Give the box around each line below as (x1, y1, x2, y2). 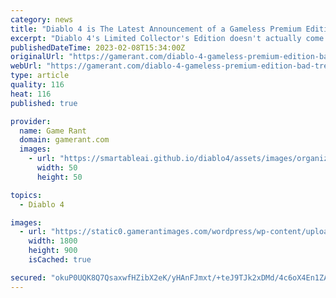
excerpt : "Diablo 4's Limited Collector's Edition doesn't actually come (10, 33, 325, 43)
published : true (10, 98, 78, 108)
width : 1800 (28, 236, 78, 246)
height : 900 (28, 246, 78, 256)
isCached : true (28, 255, 92, 265)
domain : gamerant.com (19, 135, 110, 145)
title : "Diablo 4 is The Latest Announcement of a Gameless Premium (10, 24, 302, 34)
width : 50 (36, 163, 78, 173)
